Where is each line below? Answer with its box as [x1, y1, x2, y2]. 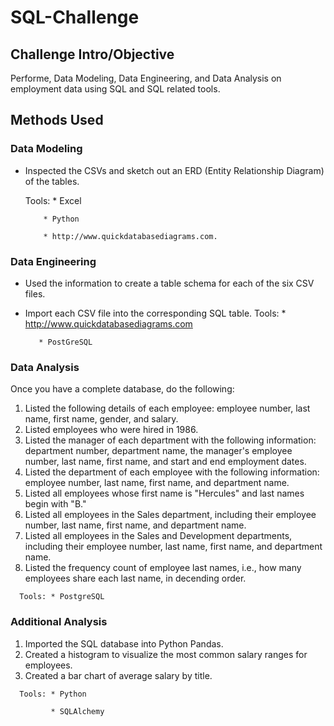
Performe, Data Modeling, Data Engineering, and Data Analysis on [10, 72, 282, 84]
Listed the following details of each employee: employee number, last [24, 402, 311, 415]
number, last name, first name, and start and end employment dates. [24, 456, 307, 468]
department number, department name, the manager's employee [24, 445, 293, 457]
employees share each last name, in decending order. [24, 572, 247, 585]
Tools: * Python [19, 689, 87, 699]
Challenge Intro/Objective [10, 46, 175, 63]
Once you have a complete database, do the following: [10, 383, 235, 395]
